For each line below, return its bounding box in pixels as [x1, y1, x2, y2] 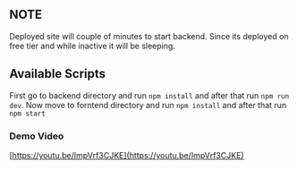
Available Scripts [9, 66, 106, 81]
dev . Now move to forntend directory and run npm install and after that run [9, 99, 287, 110]
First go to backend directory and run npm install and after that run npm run [9, 89, 289, 101]
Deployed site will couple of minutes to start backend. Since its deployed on [9, 30, 289, 41]
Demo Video [9, 130, 64, 142]
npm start [9, 109, 47, 118]
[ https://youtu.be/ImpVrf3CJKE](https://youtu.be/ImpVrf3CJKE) [9, 149, 244, 160]
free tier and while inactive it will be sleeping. [9, 40, 176, 51]
